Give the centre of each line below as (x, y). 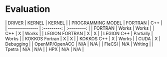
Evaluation (28, 9)
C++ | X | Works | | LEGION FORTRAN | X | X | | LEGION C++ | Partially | (79, 33)
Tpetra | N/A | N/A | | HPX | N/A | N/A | (44, 49)
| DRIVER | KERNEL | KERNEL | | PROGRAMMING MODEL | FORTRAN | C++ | (84, 23)
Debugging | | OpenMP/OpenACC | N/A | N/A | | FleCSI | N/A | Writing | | (79, 44)
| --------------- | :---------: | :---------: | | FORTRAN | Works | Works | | (79, 28)
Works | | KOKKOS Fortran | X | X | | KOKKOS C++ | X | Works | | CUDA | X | (83, 39)
